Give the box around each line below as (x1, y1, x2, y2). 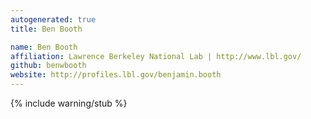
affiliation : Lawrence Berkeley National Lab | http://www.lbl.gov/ (10, 51, 302, 61)
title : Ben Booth (10, 24, 83, 34)
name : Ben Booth (10, 42, 78, 52)
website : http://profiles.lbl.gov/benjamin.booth (10, 70, 222, 80)
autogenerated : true (10, 14, 97, 25)
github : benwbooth (10, 61, 87, 71)
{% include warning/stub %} (10, 97, 128, 109)
